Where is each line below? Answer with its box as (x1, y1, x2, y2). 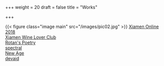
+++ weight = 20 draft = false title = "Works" (5, 4, 97, 10)
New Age (5, 50, 24, 56)
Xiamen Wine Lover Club (5, 34, 56, 40)
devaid (5, 55, 19, 61)
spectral (5, 45, 22, 50)
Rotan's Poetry (5, 39, 36, 45)
